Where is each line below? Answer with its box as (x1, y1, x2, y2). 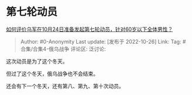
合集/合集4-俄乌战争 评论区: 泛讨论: (20, 45, 107, 52)
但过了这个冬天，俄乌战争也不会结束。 (6, 70, 98, 77)
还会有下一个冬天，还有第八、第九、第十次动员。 (6, 82, 124, 89)
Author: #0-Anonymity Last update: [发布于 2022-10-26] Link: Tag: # (20, 38, 186, 45)
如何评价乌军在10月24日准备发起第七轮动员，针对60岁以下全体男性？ (6, 26, 173, 33)
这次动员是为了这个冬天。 (6, 58, 68, 65)
